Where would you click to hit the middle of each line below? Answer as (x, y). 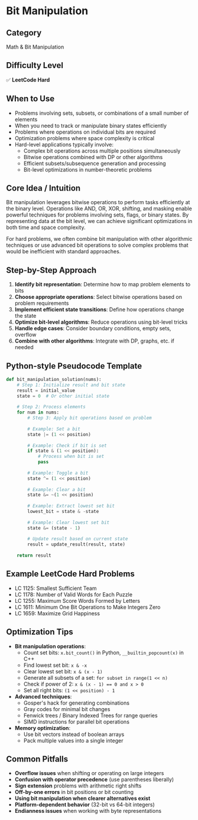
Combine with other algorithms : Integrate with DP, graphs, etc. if (94, 341)
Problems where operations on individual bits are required (85, 132)
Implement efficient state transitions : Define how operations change (99, 309)
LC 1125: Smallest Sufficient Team (56, 588)
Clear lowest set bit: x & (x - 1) (63, 671)
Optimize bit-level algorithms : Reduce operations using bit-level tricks (101, 322)
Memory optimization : (43, 728)
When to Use (30, 99)
